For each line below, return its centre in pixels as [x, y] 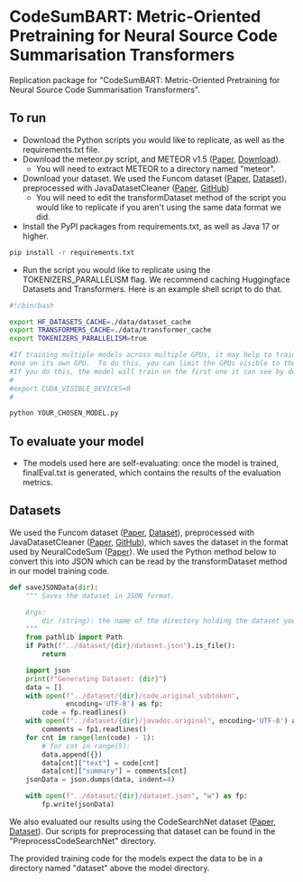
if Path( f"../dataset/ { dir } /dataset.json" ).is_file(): [131, 646]
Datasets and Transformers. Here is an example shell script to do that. [152, 289]
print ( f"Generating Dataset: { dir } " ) [96, 679]
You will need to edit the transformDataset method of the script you [161, 197]
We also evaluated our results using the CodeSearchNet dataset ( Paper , [143, 821]
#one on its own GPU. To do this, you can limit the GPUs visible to [145, 363]
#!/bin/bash [32, 305]
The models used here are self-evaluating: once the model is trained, [151, 464]
